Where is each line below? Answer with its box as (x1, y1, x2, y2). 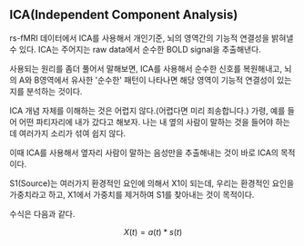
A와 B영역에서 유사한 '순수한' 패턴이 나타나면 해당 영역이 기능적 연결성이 (18, 74, 275, 85)
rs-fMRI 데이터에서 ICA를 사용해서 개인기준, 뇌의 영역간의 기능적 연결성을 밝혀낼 (9, 32, 294, 44)
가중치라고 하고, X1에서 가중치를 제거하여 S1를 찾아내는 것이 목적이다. (9, 189, 255, 200)
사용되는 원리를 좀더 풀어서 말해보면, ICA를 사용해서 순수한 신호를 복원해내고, (9, 63, 283, 74)
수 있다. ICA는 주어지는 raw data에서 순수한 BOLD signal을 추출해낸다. (9, 44, 261, 54)
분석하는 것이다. (25, 85, 83, 96)
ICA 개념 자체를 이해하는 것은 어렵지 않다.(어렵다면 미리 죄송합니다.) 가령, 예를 (9, 104, 286, 116)
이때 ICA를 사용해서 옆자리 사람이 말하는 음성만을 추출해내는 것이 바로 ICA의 (9, 147, 279, 158)
